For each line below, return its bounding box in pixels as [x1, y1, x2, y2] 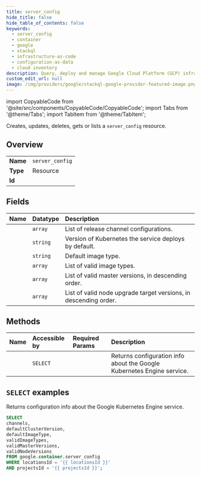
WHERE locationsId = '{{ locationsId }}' [6, 460, 111, 466]
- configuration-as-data [11, 59, 74, 65]
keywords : [6, 25, 31, 32]
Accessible [32, 334, 65, 342]
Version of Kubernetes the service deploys [65, 234, 185, 243]
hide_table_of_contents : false [6, 20, 84, 26]
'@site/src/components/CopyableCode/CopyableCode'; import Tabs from [6, 105, 188, 111]
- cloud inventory [11, 64, 58, 71]
